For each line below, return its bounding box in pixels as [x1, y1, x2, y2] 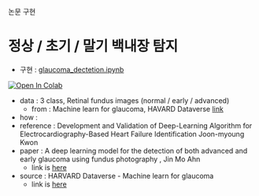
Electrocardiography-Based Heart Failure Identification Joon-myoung [19, 129, 245, 139]
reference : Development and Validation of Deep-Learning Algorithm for [19, 120, 253, 130]
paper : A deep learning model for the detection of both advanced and [19, 146, 248, 155]
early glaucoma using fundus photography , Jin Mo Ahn [19, 154, 201, 164]
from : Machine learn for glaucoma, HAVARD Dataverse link [31, 104, 224, 113]
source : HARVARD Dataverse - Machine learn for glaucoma [19, 171, 214, 180]
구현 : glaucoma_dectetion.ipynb [19, 65, 124, 74]
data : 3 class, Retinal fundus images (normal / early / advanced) [19, 95, 230, 105]
